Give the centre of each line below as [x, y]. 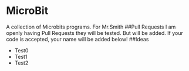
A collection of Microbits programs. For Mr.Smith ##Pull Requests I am [91, 27]
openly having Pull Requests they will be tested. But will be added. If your [95, 33]
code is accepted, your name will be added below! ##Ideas [77, 39]
